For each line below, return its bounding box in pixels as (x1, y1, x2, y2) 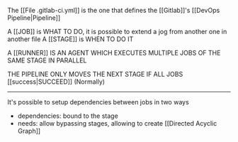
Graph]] (17, 127, 41, 135)
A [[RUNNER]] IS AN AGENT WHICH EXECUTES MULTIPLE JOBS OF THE (7, 49, 221, 57)
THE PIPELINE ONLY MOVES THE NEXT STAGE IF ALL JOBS (7, 70, 183, 78)
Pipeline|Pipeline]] (7, 13, 61, 22)
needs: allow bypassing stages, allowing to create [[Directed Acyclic (17, 119, 217, 127)
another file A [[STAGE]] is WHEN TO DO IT (7, 35, 134, 43)
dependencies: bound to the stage (17, 111, 118, 120)
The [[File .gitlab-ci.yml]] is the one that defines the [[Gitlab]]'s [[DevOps (7, 6, 220, 14)
